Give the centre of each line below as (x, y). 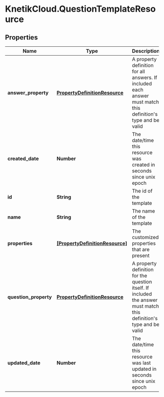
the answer (144, 300)
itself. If (140, 288)
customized (145, 237)
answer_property (28, 93)
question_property (30, 297)
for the (139, 276)
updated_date (24, 363)
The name (143, 211)
